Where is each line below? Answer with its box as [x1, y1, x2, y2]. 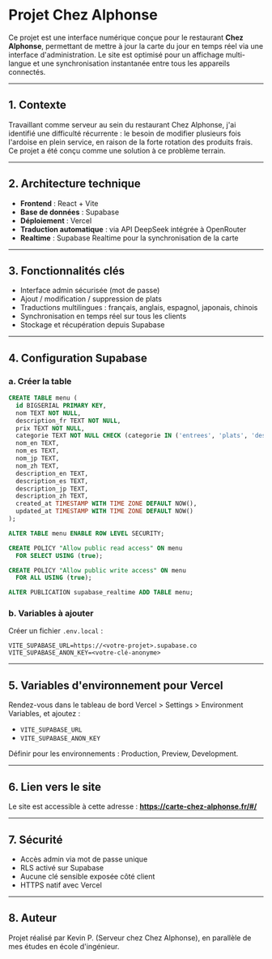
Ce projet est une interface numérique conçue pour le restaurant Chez [8, 32, 244, 42]
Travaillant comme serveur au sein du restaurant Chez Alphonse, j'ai [8, 119, 236, 129]
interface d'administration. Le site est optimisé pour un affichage [8, 50, 224, 59]
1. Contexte [8, 98, 66, 112]
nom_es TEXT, [15, 447, 60, 456]
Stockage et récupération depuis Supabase [19, 320, 165, 330]
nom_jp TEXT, [15, 455, 60, 463]
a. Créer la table [8, 375, 72, 387]
